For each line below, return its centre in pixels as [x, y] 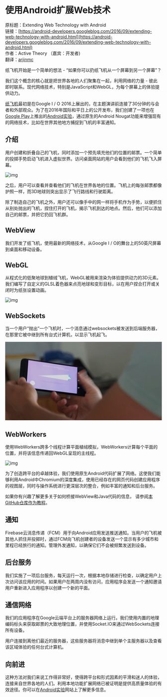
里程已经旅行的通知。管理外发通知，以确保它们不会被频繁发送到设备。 [77, 545]
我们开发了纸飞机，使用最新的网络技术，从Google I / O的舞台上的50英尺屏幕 [83, 243]
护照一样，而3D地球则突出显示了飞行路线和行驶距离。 [60, 191]
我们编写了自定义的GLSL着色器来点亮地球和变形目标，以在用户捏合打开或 [80, 284]
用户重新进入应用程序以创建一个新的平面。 [49, 587]
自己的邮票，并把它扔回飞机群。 [38, 214]
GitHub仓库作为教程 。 [28, 503]
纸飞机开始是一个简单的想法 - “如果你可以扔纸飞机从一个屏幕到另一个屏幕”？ [83, 70]
